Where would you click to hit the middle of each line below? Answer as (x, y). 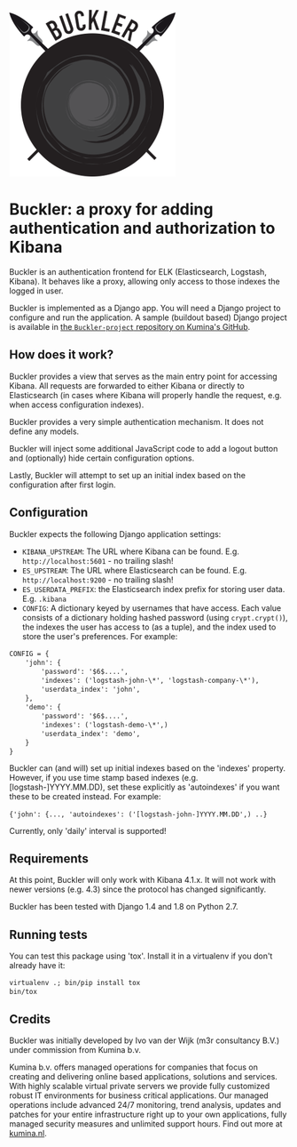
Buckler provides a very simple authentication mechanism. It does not (137, 421)
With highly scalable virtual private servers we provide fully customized (140, 1086)
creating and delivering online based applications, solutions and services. (143, 1076)
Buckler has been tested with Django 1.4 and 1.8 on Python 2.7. (124, 907)
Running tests (49, 934)
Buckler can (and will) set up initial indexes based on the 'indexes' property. (148, 768)
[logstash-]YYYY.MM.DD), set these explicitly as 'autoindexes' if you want (145, 787)
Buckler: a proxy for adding (111, 209)
